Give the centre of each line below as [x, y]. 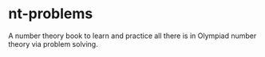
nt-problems [51, 14]
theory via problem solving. [53, 44]
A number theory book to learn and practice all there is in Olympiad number [132, 36]
